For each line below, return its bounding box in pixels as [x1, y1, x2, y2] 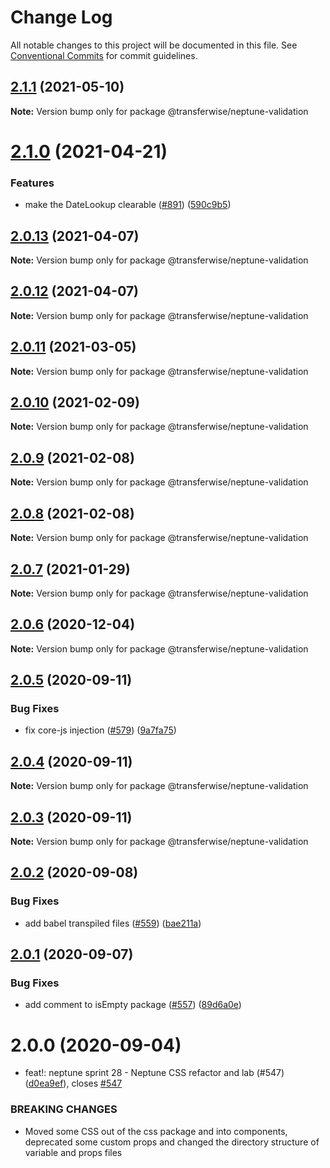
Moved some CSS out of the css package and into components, [24, 1125, 288, 1137]
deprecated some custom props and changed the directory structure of [24, 1136, 320, 1148]
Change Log [10, 6, 113, 29]
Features [10, 176, 55, 190]
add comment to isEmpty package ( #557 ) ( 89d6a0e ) [24, 999, 242, 1011]
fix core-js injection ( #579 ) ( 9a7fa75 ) [24, 724, 177, 736]
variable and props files [24, 1146, 123, 1158]
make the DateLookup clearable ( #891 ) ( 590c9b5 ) [24, 199, 232, 211]
